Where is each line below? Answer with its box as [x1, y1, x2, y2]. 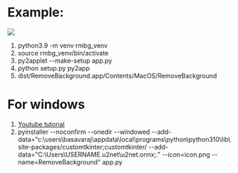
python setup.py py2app [17, 63, 90, 72]
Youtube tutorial [17, 120, 66, 128]
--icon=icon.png [162, 150, 210, 159]
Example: [7, 4, 64, 21]
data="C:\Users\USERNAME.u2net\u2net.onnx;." [17, 150, 161, 159]
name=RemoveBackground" [17, 157, 101, 166]
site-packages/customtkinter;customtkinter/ [17, 142, 148, 151]
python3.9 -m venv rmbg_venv [17, 41, 108, 50]
